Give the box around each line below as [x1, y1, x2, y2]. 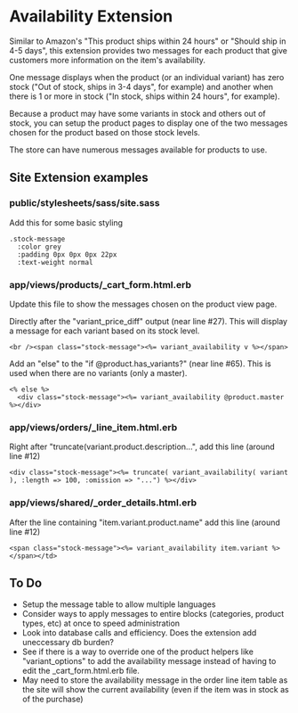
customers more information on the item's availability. [9, 54, 206, 65]
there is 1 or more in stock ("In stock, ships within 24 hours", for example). [9, 91, 280, 102]
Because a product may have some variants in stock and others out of [9, 108, 266, 119]
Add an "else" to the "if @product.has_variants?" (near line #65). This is [9, 358, 271, 369]
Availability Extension [9, 6, 173, 27]
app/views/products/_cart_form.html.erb [9, 278, 191, 291]
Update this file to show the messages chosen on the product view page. [9, 299, 278, 309]
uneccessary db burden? [21, 637, 114, 648]
